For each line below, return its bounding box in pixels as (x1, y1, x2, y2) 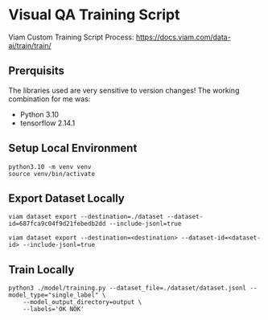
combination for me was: (8, 94, 91, 104)
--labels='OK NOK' (23, 306, 85, 314)
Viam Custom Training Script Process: (8, 32, 134, 42)
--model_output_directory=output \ (23, 298, 142, 306)
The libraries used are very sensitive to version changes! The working (8, 85, 240, 95)
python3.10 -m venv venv (8, 162, 92, 170)
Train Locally (8, 263, 75, 277)
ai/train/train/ (8, 40, 52, 50)
